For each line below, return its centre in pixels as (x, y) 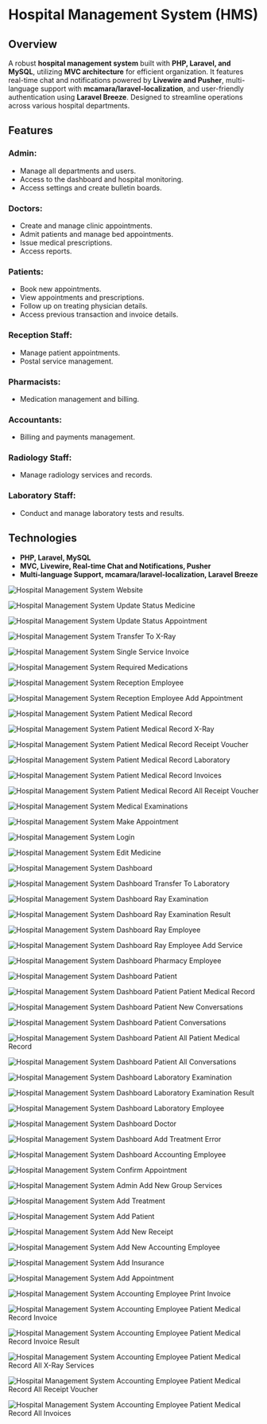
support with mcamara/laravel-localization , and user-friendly (142, 89)
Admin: (23, 153)
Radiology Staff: (40, 458)
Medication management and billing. (79, 399)
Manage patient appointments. (70, 352)
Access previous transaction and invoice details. (99, 315)
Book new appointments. (60, 289)
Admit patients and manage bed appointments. (96, 234)
